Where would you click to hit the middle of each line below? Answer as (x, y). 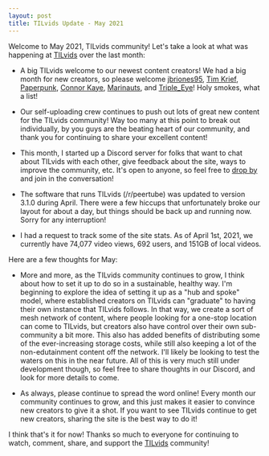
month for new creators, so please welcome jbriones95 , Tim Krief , (129, 79)
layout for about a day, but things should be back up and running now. (136, 211)
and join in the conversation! (67, 179)
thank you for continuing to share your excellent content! (114, 137)
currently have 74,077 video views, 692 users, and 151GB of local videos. (141, 244)
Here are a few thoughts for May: (63, 259)
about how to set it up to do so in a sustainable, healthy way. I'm (126, 283)
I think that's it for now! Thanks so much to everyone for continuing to (124, 434)
